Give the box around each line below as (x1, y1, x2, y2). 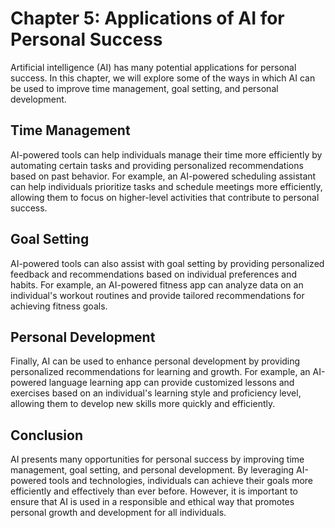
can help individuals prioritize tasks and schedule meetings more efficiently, (10, 180, 323, 192)
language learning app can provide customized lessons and (48, 377, 295, 389)
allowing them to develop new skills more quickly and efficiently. (10, 398, 276, 410)
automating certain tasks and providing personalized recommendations (10, 159, 304, 171)
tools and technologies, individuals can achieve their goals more (48, 475, 314, 487)
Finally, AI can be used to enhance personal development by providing (10, 355, 301, 367)
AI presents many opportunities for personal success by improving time (10, 453, 305, 466)
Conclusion (10, 427, 84, 444)
